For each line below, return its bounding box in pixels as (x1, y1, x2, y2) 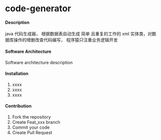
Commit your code (12, 124, 50, 130)
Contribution (5, 103, 32, 109)
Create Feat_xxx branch (12, 119, 60, 125)
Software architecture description (5, 59, 73, 65)
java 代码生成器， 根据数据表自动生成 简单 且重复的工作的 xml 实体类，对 (5, 31, 152, 37)
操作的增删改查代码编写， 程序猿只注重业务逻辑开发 (13, 37, 118, 43)
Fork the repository (12, 114, 51, 120)
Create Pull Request (12, 130, 52, 135)
